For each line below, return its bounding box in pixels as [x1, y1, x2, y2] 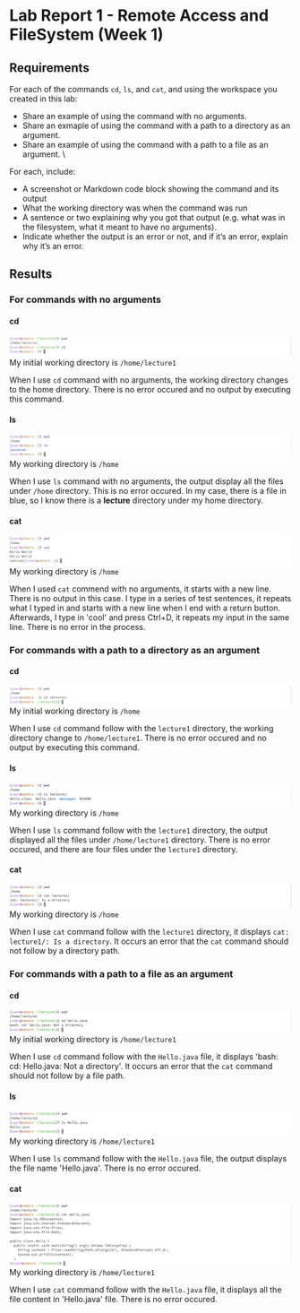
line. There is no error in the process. [9, 621, 146, 632]
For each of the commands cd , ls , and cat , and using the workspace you [9, 84, 278, 94]
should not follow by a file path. [9, 1070, 125, 1081]
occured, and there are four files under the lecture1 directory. [9, 843, 238, 854]
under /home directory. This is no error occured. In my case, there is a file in [9, 486, 287, 496]
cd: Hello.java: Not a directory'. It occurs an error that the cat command [9, 1061, 273, 1072]
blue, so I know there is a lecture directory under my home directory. [9, 495, 264, 505]
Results [9, 266, 53, 282]
